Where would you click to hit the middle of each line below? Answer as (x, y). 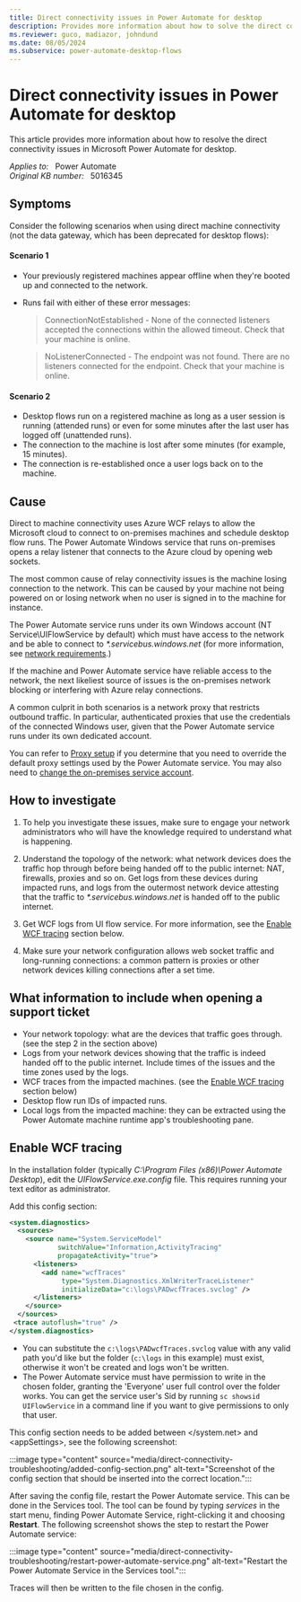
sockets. (25, 561)
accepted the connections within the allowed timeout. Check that (164, 330)
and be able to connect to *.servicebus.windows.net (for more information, (147, 644)
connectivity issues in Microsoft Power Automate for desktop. (123, 149)
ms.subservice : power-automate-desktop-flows (95, 51)
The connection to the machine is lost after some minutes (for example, (154, 445)
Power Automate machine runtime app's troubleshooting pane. (138, 1120)
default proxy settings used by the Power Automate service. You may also (146, 763)
